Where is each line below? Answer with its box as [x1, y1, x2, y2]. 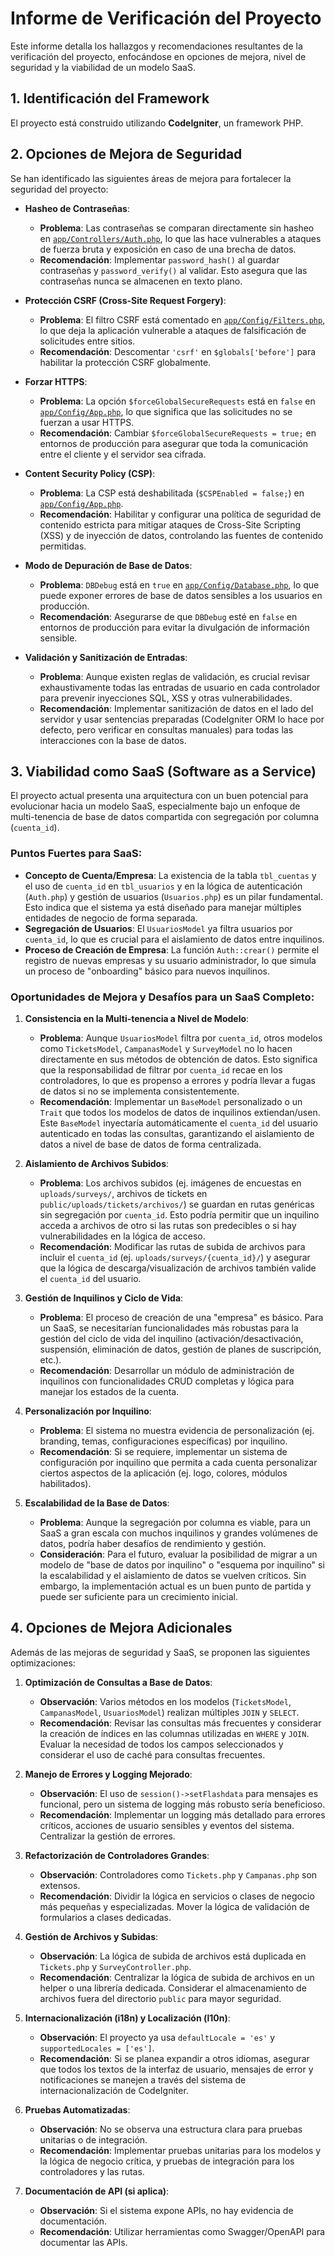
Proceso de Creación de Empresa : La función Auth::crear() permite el [24, 943, 320, 956]
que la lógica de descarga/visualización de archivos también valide [39, 1262, 317, 1274]
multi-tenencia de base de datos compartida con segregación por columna [10, 811, 320, 823]
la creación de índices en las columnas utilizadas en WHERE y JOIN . [39, 1727, 310, 1739]
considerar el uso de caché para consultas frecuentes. [39, 1748, 266, 1761]
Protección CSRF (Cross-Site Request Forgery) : [24, 294, 227, 306]
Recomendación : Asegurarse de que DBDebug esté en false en [39, 610, 298, 622]
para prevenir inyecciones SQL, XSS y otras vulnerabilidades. [39, 692, 293, 704]
